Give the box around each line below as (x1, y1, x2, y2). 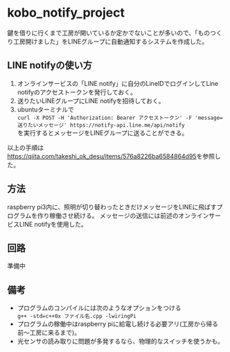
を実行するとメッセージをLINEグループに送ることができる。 (17, 128, 188, 137)
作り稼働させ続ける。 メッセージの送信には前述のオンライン (37, 211, 209, 220)
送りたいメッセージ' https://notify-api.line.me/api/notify (17, 121, 185, 129)
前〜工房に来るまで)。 (17, 328, 81, 337)
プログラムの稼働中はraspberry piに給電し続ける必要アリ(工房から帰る (17, 320, 219, 328)
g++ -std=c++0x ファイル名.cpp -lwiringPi (17, 313, 137, 320)
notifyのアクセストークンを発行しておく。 (17, 88, 136, 96)
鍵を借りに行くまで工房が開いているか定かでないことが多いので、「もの (7, 28, 211, 37)
